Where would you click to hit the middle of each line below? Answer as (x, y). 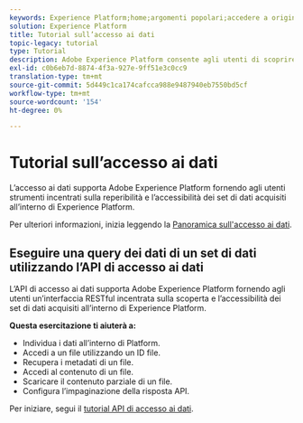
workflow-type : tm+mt (50, 93)
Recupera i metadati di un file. (78, 362)
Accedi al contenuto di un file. (78, 372)
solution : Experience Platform (68, 26)
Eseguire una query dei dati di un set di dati (133, 253)
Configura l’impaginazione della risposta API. (106, 391)
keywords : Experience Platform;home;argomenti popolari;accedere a (139, 18)
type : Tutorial (38, 52)
